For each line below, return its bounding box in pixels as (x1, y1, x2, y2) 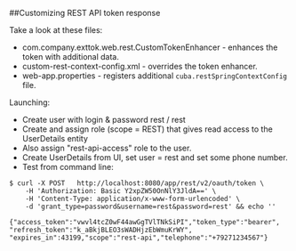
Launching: (9, 97, 51, 108)
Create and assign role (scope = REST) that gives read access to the (21, 124, 273, 134)
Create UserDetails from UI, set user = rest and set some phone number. (21, 152, 288, 163)
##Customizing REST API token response (9, 8, 161, 18)
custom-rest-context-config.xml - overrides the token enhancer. (21, 61, 258, 71)
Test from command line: (21, 162, 114, 172)
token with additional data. (21, 52, 120, 61)
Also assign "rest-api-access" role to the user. (21, 142, 192, 153)
